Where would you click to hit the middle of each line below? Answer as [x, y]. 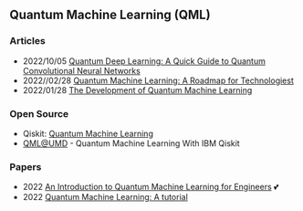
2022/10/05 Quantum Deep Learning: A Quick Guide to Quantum [144, 61]
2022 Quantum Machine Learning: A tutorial [105, 197]
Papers [26, 166]
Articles [27, 41]
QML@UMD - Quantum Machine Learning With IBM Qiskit [131, 143]
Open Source [39, 113]
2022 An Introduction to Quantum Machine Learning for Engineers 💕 [151, 187]
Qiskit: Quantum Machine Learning [88, 133]
